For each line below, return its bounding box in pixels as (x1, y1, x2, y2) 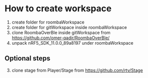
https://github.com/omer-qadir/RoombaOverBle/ (11, 35, 110, 41)
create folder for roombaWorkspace (11, 19, 85, 25)
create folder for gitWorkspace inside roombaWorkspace (11, 24, 127, 30)
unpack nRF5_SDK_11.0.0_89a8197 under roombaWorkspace (11, 40, 134, 46)
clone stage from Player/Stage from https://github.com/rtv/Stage (11, 67, 143, 73)
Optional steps (4, 54, 51, 63)
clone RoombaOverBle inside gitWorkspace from (11, 29, 111, 35)
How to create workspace (4, 3, 112, 14)
